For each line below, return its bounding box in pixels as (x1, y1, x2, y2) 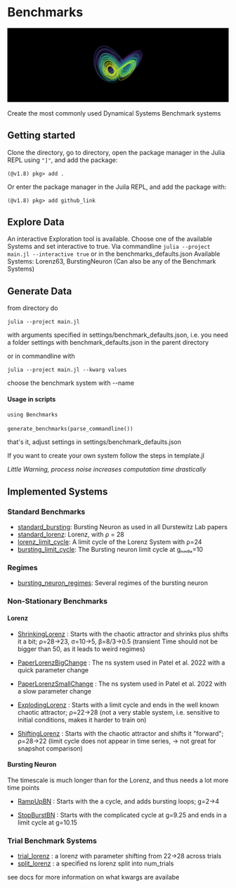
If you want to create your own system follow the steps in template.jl (7, 452, 205, 460)
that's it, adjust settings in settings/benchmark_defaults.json (7, 438, 181, 446)
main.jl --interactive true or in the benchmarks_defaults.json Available (7, 249, 221, 258)
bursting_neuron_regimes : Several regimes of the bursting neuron (17, 579, 209, 587)
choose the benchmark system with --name (7, 378, 135, 388)
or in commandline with (7, 352, 75, 360)
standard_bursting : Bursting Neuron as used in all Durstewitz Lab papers (17, 523, 228, 531)
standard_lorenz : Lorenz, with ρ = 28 (17, 530, 124, 539)
